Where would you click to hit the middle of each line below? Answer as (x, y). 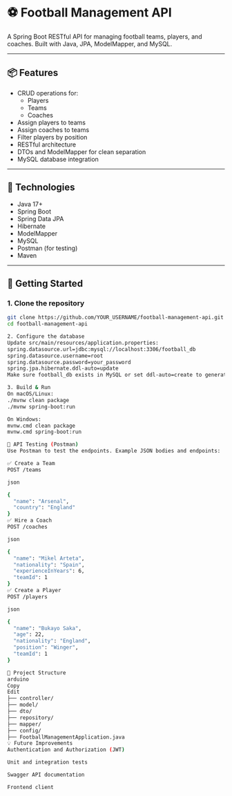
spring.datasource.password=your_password (69, 362)
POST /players (28, 597)
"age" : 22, (29, 635)
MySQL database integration (58, 159)
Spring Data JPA (40, 218)
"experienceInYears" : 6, (49, 571)
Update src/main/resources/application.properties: (83, 343)
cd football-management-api (48, 324)
